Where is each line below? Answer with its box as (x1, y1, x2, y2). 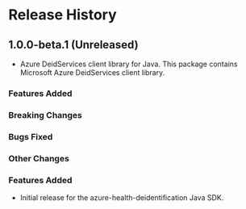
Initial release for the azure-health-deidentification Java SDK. (19, 192, 224, 203)
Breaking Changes (8, 109, 83, 120)
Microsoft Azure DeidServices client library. (19, 68, 165, 77)
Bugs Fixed (8, 131, 53, 142)
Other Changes (8, 153, 70, 164)
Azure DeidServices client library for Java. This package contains (19, 59, 238, 69)
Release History (8, 6, 117, 24)
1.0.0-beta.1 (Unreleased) (8, 38, 139, 52)
